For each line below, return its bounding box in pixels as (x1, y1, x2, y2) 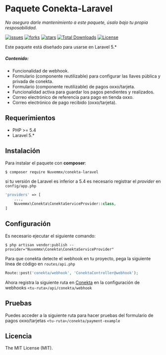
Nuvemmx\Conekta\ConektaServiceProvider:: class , (14, 202, 116, 207)
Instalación (5, 147, 41, 155)
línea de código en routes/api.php (5, 261, 75, 267)
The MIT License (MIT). (5, 345, 53, 351)
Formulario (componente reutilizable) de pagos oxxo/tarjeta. (12, 83, 135, 89)
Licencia (5, 332, 32, 340)
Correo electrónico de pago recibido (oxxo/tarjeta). (12, 99, 117, 105)
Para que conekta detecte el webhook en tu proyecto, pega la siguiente (5, 255, 151, 261)
